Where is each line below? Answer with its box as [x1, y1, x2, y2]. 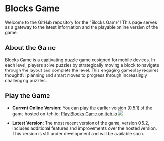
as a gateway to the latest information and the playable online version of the [5, 24, 158, 30]
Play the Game [5, 92, 50, 100]
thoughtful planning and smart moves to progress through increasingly [5, 72, 148, 78]
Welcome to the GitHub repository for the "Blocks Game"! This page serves [5, 19, 158, 25]
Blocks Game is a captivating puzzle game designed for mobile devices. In [5, 57, 155, 63]
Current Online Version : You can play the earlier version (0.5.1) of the [12, 105, 153, 111]
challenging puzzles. [5, 77, 47, 83]
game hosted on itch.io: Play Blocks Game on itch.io [12, 111, 117, 117]
